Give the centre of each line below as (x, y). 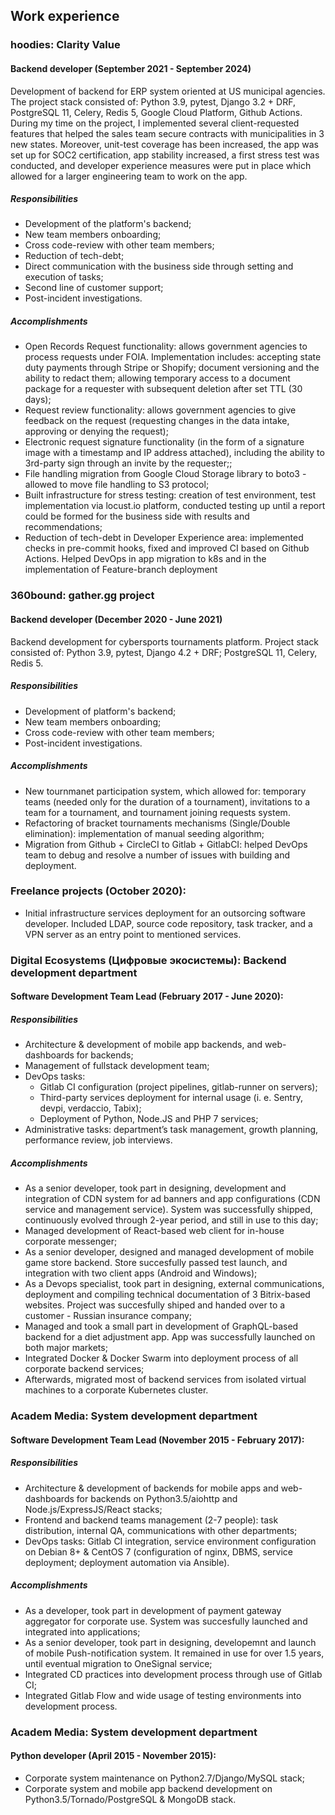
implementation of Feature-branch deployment (121, 570)
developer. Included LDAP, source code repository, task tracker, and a (168, 923)
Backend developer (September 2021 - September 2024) (131, 68)
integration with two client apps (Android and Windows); (141, 1273)
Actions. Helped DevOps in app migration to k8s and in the (145, 559)
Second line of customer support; (94, 288)
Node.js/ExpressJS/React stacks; (93, 1509)
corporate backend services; (84, 1369)
